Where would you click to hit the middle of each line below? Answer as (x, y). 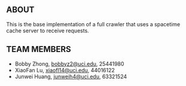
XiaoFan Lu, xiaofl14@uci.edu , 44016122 (65, 70)
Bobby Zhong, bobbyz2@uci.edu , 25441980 (69, 64)
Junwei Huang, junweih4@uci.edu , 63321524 (71, 76)
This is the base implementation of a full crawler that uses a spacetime (93, 24)
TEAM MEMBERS (39, 49)
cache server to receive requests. (48, 30)
